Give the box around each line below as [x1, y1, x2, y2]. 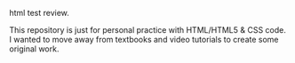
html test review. [9, 8, 69, 18]
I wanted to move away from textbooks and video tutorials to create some [9, 35, 279, 44]
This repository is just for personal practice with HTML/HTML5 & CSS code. [9, 25, 286, 35]
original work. [9, 43, 60, 54]
